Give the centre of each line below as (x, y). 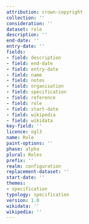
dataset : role (24, 29)
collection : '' (26, 18)
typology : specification (38, 195)
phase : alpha (23, 149)
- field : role (24, 103)
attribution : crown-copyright (45, 12)
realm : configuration (34, 166)
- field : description (34, 58)
